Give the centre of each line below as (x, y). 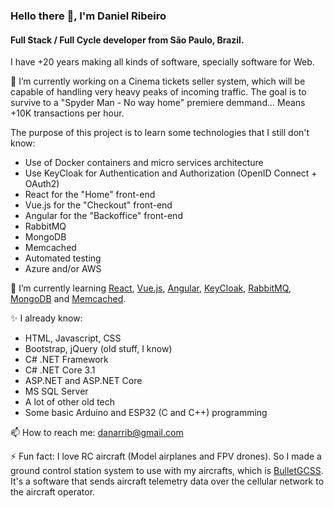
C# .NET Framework (66, 360)
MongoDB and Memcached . (68, 299)
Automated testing (63, 258)
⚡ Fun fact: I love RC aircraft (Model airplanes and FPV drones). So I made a (166, 456)
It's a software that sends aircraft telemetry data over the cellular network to (167, 481)
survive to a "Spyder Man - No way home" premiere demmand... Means (158, 103)
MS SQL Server (56, 391)
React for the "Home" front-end (90, 195)
